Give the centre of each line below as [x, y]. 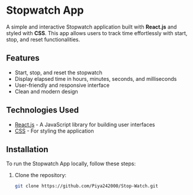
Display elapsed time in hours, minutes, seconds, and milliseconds [96, 78]
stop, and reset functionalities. [43, 39]
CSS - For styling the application [54, 131]
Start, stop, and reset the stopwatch [58, 73]
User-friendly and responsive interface [62, 85]
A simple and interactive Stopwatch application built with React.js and [91, 27]
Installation [27, 149]
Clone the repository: [41, 175]
